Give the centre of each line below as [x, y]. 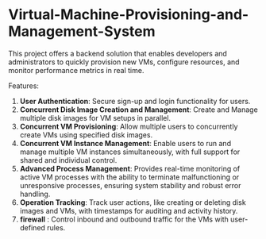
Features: [24, 86]
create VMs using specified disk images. [86, 135]
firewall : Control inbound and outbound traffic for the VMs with [124, 219]
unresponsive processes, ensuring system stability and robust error [130, 185]
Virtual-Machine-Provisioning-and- [129, 15]
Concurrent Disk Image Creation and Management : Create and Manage [139, 110]
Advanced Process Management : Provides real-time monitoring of [130, 168]
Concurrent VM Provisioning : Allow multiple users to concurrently [129, 126]
